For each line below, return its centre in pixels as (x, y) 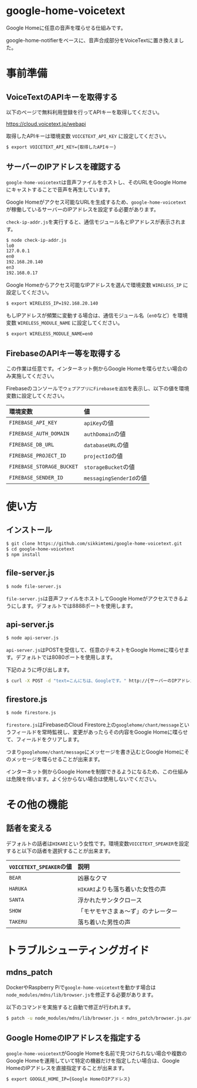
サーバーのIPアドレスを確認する (64, 167)
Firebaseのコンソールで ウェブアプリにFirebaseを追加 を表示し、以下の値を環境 (98, 388)
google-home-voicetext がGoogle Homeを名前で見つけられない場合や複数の (96, 1053)
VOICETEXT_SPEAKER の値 (40, 867)
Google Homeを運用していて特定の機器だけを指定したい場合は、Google (93, 1060)
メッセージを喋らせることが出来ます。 (57, 759)
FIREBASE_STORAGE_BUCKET (44, 467)
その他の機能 (37, 805)
